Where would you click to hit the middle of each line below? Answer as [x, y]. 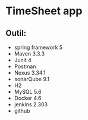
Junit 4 [23, 60]
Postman [25, 66]
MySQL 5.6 [28, 92]
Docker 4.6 [28, 98]
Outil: [16, 33]
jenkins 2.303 [31, 104]
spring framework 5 [38, 47]
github [22, 111]
